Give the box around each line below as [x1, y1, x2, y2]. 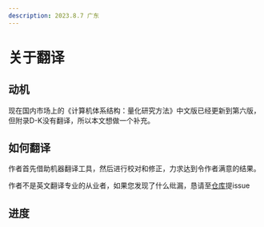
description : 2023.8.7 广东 [8, 11, 100, 20]
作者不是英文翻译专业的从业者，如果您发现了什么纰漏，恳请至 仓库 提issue [8, 181, 250, 190]
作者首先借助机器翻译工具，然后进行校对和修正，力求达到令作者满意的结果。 [8, 164, 261, 173]
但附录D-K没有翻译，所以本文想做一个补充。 [8, 115, 154, 125]
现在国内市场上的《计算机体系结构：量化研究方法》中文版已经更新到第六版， [8, 106, 261, 115]
